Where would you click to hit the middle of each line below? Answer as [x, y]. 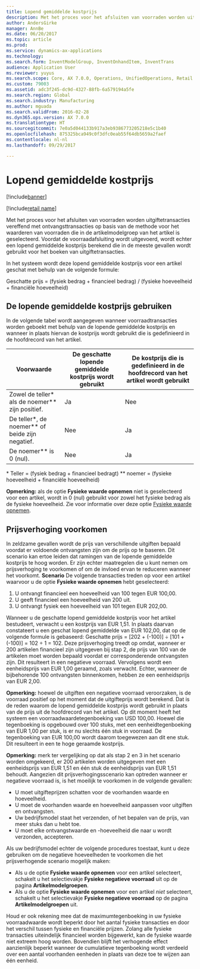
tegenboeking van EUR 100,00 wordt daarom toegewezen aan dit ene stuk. [98, 738]
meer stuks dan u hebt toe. [48, 824]
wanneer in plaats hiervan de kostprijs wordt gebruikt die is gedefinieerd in [98, 333]
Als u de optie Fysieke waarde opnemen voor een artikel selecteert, [99, 873]
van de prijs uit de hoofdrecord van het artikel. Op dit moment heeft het [93, 712]
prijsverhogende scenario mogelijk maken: [58, 861]
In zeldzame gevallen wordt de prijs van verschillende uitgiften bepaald [93, 544]
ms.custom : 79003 [28, 84]
